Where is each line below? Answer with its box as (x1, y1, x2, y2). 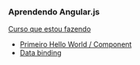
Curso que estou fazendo (8, 25, 91, 34)
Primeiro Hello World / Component (19, 40, 132, 49)
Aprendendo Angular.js (8, 6, 100, 17)
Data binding (19, 48, 62, 58)
